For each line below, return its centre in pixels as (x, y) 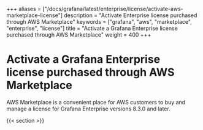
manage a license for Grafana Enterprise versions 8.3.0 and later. (88, 109)
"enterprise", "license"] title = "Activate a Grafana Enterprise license (92, 28)
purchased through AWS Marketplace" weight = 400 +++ (79, 35)
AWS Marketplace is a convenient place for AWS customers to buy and (96, 102)
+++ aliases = (24, 9)
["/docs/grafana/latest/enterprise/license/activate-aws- (113, 9)
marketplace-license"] (35, 15)
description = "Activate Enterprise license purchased (131, 15)
